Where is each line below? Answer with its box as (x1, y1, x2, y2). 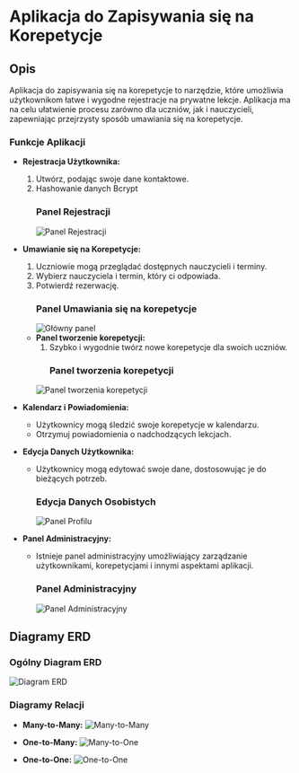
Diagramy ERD (9, 629, 92, 645)
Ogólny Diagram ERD (9, 656, 102, 669)
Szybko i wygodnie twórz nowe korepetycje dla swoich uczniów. (48, 341, 288, 352)
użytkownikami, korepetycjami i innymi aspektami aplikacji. (35, 560, 254, 571)
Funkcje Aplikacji (9, 136, 86, 148)
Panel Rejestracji (35, 206, 110, 218)
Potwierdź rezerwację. (35, 280, 119, 291)
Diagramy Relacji (9, 698, 85, 711)
